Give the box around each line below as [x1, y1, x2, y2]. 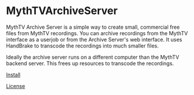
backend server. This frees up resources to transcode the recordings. [6, 60, 174, 67]
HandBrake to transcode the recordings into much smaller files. [6, 42, 159, 49]
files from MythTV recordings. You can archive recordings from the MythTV [6, 29, 188, 36]
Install [6, 71, 21, 78]
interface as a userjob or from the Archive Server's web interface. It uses [6, 36, 183, 43]
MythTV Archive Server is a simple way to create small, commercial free [6, 23, 180, 30]
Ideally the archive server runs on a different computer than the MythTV [6, 53, 180, 60]
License [6, 82, 25, 89]
